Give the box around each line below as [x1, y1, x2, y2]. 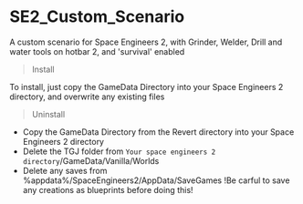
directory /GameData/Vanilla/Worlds [22, 155, 160, 166]
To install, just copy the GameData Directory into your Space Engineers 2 [9, 81, 284, 92]
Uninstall [31, 108, 66, 119]
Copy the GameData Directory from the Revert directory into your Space [22, 126, 295, 138]
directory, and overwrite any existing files [9, 91, 165, 102]
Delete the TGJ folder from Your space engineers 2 [22, 146, 216, 157]
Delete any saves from [22, 165, 108, 176]
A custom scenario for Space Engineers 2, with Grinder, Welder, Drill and [9, 36, 283, 47]
